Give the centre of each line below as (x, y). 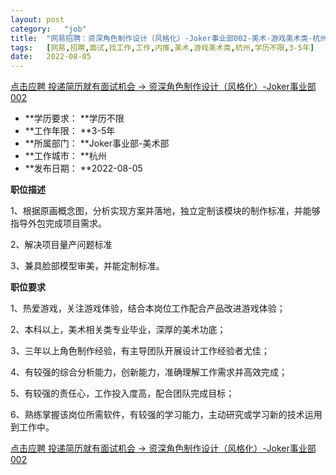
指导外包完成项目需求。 (58, 223)
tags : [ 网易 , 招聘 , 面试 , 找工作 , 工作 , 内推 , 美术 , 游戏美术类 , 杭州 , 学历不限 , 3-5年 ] (162, 47)
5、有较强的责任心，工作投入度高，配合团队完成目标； (122, 393)
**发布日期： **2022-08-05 (83, 168)
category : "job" (48, 29)
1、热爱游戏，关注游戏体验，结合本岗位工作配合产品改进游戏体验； (148, 308)
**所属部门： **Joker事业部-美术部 (97, 143)
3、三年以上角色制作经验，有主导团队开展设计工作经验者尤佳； (140, 351)
